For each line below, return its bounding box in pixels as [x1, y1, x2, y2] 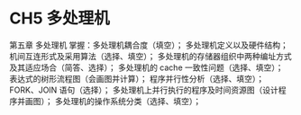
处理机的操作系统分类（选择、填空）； [62, 95, 201, 106]
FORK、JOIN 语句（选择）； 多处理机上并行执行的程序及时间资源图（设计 [9, 84, 279, 95]
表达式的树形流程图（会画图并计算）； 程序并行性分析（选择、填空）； [9, 73, 264, 84]
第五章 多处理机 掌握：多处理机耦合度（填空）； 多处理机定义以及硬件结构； [9, 40, 288, 50]
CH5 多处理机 [9, 8, 110, 29]
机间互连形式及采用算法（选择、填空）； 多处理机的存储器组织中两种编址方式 [9, 50, 292, 61]
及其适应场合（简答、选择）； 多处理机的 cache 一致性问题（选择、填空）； [9, 62, 284, 73]
